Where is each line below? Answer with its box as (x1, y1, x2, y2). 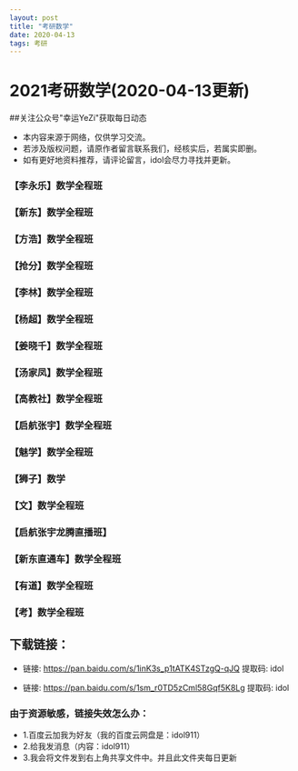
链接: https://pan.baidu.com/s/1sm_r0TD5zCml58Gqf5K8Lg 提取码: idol (22, 682, 290, 693)
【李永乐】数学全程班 (9, 179, 103, 192)
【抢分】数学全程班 (9, 259, 94, 272)
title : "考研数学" (9, 22, 74, 31)
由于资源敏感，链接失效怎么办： (9, 706, 150, 719)
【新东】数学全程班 (9, 206, 94, 219)
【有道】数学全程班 (9, 579, 94, 592)
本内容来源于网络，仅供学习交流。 (22, 132, 151, 143)
